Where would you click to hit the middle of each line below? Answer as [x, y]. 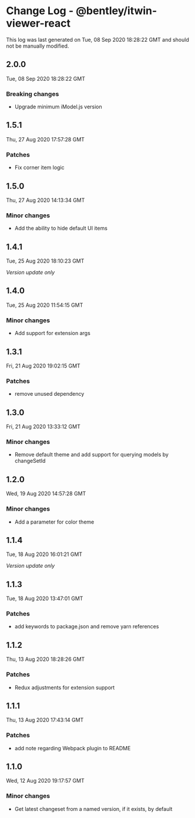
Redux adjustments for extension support [65, 687]
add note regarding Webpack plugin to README [73, 748]
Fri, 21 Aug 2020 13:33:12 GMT [43, 427]
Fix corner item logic [39, 168]
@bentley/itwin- [116, 11]
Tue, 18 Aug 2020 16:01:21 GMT [44, 554]
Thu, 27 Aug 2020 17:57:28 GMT [46, 139]
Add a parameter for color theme [54, 522]
